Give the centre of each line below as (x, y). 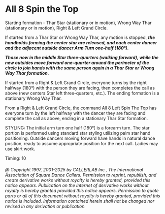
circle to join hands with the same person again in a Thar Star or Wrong (80, 68)
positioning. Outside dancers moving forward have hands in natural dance (80, 138)
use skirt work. (20, 149)
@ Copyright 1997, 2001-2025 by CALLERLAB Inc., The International (74, 169)
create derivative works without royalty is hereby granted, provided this (78, 180)
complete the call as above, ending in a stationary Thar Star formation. (77, 118)
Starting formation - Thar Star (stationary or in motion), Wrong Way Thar (78, 23)
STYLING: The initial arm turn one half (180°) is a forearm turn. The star (77, 128)
